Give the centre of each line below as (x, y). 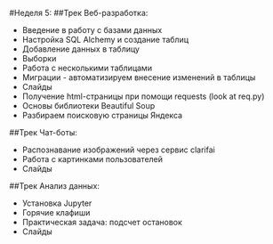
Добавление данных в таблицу (81, 49)
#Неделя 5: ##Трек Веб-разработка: (79, 13)
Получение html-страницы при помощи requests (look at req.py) (143, 96)
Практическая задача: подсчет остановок (102, 222)
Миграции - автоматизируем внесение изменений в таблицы (139, 77)
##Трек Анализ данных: (55, 186)
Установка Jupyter (57, 203)
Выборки (39, 58)
